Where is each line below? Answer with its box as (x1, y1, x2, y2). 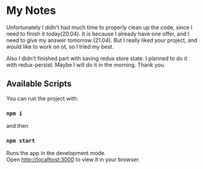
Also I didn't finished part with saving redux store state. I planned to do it (6, 55, 188, 62)
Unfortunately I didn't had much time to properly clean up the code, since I (6, 24, 193, 31)
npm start (6, 137, 35, 144)
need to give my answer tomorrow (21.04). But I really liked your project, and (6, 36, 198, 44)
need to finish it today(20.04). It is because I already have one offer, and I (6, 30, 190, 37)
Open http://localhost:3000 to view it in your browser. (6, 156, 141, 164)
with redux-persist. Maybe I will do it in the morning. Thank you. (6, 61, 165, 68)
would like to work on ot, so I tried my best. (6, 43, 114, 50)
